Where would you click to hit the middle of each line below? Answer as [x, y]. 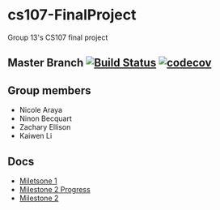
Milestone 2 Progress [55, 189]
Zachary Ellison [45, 127]
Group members [49, 90]
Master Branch [46, 63]
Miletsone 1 [38, 181]
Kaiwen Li [36, 136]
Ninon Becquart [45, 118]
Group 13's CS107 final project [58, 37]
